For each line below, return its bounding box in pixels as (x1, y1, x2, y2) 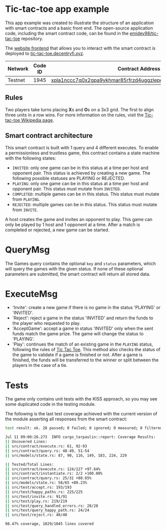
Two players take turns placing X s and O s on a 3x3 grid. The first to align (5, 106, 154, 112)
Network (7, 65, 29, 72)
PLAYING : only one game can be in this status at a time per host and (12, 180, 149, 186)
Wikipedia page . (21, 117, 54, 123)
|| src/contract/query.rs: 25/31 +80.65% (5, 476, 92, 481)
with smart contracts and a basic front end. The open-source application (5, 25, 153, 31)
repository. (21, 36, 43, 42)
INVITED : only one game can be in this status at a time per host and (12, 165, 149, 171)
